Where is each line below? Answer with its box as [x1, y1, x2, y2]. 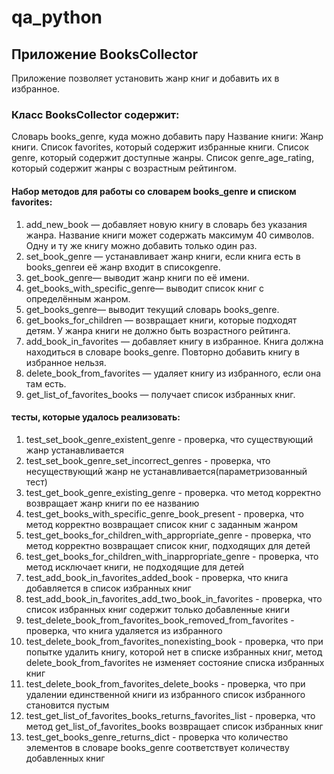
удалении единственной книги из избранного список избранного [25, 688, 306, 700]
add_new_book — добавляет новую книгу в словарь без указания [25, 218, 308, 230]
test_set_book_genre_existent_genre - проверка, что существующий [25, 433, 314, 445]
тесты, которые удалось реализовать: [11, 411, 181, 423]
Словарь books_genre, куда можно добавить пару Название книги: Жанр [11, 131, 324, 143]
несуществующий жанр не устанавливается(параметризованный [25, 465, 308, 477]
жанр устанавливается [25, 444, 125, 456]
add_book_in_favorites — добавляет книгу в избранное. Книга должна [25, 335, 324, 347]
